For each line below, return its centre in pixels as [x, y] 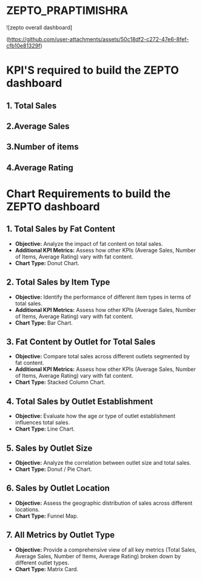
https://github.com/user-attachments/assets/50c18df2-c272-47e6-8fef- [99, 39]
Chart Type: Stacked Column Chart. [60, 382]
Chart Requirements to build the [89, 194]
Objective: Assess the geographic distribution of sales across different [104, 503]
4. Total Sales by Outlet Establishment [80, 401]
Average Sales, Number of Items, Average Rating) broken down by [98, 556]
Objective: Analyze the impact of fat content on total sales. [89, 243]
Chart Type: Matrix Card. [47, 569]
